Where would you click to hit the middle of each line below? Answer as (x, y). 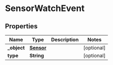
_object (16, 48)
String (37, 56)
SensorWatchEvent (45, 8)
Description (65, 40)
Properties (21, 26)
